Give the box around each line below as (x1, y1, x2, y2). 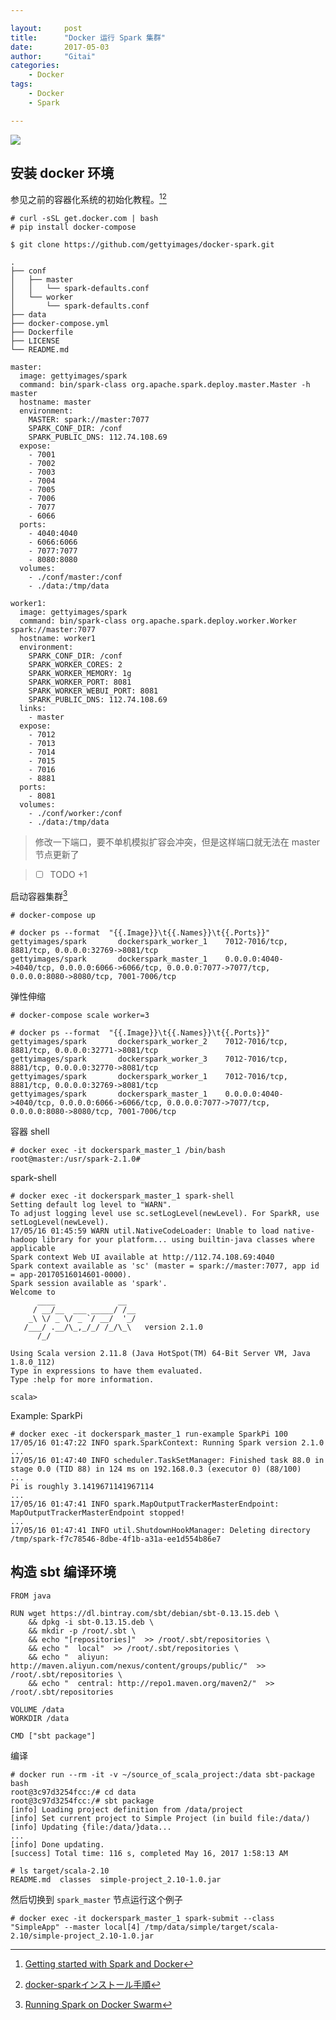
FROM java (10, 1591, 52, 1601)
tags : (10, 79, 33, 90)
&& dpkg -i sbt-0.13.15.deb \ (28, 1617, 155, 1627)
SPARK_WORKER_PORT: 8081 (28, 677, 132, 688)
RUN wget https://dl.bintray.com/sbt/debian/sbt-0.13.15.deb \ (10, 1608, 280, 1618)
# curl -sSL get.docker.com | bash (10, 214, 159, 224)
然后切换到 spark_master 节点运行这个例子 (10, 1893, 183, 1905)
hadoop (10, 1234, 38, 1245)
